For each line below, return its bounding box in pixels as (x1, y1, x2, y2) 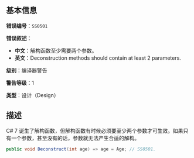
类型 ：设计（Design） (6, 91, 59, 98)
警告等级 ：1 (6, 79, 34, 86)
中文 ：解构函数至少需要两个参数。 (14, 47, 97, 54)
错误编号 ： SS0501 (6, 22, 48, 29)
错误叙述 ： (6, 35, 32, 42)
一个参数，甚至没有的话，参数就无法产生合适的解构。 (11, 134, 139, 142)
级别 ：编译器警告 (6, 67, 47, 74)
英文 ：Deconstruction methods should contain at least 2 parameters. (14, 54, 182, 61)
